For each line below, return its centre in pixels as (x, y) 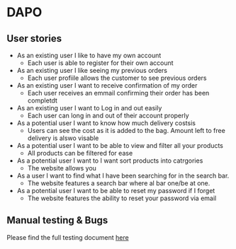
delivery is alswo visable (63, 138)
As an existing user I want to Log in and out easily (89, 108)
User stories (34, 39)
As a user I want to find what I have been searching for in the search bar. (123, 175)
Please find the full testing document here (68, 237)
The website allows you (62, 168)
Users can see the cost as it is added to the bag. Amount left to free (127, 131)
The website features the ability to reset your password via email (122, 198)
